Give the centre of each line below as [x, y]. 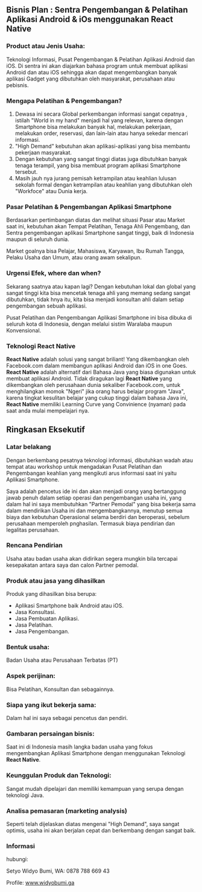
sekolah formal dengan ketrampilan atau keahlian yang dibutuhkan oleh [103, 185]
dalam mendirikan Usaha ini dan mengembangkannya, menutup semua [94, 510]
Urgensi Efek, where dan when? [54, 273]
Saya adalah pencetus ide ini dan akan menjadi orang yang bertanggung [96, 491]
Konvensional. [24, 330]
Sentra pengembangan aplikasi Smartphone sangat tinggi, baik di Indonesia [100, 233]
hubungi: [17, 859]
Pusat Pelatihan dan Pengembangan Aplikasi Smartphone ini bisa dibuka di [99, 317]
